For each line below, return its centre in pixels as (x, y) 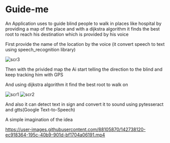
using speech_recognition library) (40, 49)
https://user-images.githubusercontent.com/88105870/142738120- (76, 129)
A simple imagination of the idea (39, 119)
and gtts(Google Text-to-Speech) (40, 109)
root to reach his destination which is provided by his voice (67, 34)
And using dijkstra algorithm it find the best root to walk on (67, 84)
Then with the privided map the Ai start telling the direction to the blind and (84, 69)
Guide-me (27, 9)
